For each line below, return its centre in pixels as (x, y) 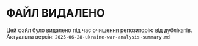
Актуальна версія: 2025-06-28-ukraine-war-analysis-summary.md (88, 36)
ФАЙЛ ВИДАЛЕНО (56, 13)
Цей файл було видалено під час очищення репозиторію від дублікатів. (99, 30)
